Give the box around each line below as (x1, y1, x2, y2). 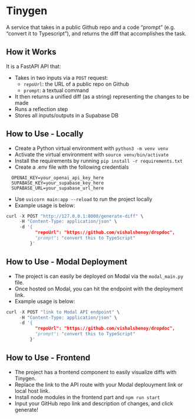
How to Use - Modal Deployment (6, 257, 128, 267)
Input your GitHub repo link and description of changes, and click (14, 400, 173, 407)
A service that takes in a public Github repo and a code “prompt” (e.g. (6, 24, 176, 31)
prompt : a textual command (23, 87, 90, 94)
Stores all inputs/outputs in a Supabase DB (14, 112, 119, 119)
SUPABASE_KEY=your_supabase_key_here (11, 180, 104, 186)
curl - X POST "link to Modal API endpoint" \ (6, 309, 120, 315)
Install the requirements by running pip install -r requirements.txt (14, 157, 183, 164)
